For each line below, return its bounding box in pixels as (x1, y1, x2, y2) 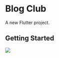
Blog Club (5, 3, 46, 14)
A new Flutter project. (5, 19, 50, 25)
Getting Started (5, 34, 54, 42)
